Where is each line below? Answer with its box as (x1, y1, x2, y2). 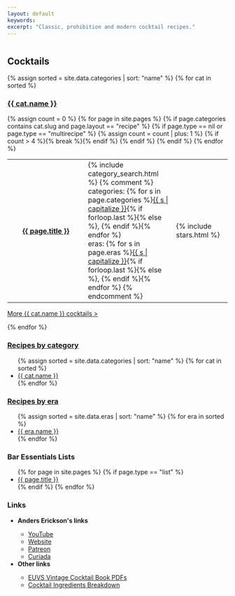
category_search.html (87, 169, 159, 179)
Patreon (27, 544, 51, 553)
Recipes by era (7, 396, 59, 406)
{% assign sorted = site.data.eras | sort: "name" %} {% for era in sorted (17, 413, 225, 421)
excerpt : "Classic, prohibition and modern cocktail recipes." (7, 23, 196, 30)
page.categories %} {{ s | (87, 195, 169, 205)
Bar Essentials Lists (7, 452, 76, 462)
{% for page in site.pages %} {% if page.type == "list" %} (17, 468, 184, 476)
